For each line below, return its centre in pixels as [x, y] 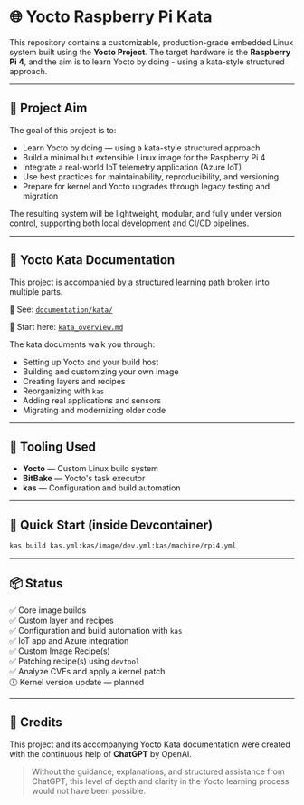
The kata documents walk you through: [82, 344]
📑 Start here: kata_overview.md [66, 326]
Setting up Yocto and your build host [90, 362]
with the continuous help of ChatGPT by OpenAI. [101, 753]
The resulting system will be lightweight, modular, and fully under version [146, 213]
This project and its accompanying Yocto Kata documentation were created [150, 744]
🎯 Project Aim [48, 108]
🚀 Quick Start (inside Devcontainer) [111, 524]
